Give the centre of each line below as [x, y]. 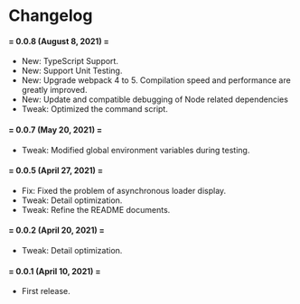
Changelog [51, 16]
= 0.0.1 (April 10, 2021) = [55, 271]
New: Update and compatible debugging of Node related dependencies [155, 99]
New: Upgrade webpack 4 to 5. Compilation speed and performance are [156, 80]
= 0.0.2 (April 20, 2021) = [56, 230]
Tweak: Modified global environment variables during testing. [136, 150]
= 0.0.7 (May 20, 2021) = [56, 129]
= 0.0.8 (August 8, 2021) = [59, 41]
